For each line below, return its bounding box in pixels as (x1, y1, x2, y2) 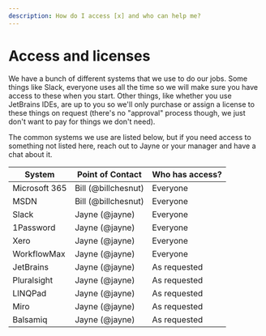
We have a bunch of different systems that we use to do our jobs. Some (8, 74, 248, 83)
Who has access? (152, 168, 222, 180)
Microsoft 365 (12, 182, 67, 194)
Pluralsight (12, 274, 54, 286)
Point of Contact (76, 168, 142, 180)
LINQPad (12, 287, 47, 299)
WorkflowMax (12, 248, 66, 259)
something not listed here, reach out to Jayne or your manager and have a (8, 141, 257, 151)
